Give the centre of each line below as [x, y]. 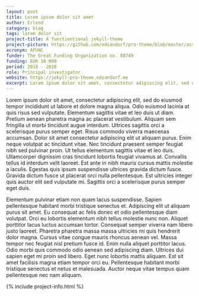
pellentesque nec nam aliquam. [44, 275]
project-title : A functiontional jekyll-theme [65, 39]
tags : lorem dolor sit [34, 34]
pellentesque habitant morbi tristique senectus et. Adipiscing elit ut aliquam [98, 206]
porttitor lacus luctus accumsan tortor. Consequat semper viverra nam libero [99, 225]
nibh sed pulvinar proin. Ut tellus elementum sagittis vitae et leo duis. [90, 150]
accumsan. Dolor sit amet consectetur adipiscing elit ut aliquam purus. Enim [99, 138]
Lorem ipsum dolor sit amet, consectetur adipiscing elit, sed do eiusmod [94, 100]
